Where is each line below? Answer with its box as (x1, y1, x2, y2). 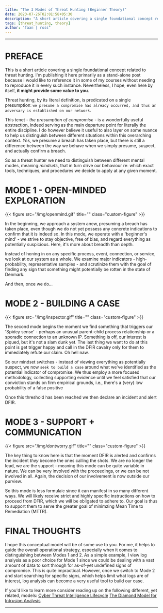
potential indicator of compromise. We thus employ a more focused (5, 369, 140, 375)
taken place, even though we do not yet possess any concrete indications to (5, 226, 158, 231)
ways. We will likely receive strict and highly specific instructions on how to (5, 493, 156, 498)
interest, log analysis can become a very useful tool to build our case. (5, 578, 144, 584)
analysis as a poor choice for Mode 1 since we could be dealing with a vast (5, 557, 154, 563)
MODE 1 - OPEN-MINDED (5, 185, 107, 196)
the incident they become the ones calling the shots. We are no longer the (5, 458, 153, 463)
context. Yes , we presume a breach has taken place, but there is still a (5, 137, 145, 144)
